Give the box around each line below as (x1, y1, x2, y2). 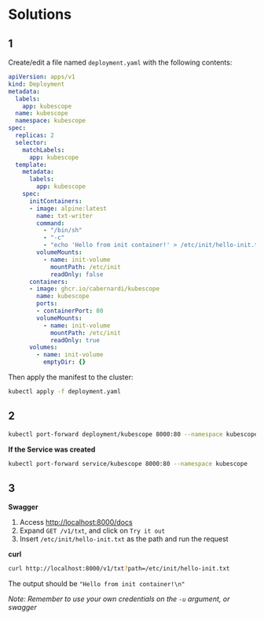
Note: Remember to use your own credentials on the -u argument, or (8, 594, 230, 603)
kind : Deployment (8, 80, 65, 88)
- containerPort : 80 (36, 307, 104, 315)
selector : (15, 138, 47, 146)
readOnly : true (49, 336, 101, 344)
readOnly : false (49, 270, 104, 279)
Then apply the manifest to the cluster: (8, 372, 134, 382)
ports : (36, 300, 58, 308)
